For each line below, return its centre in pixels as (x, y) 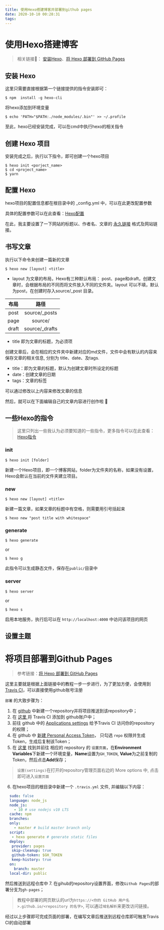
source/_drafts (41, 329)
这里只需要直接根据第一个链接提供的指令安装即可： (57, 89)
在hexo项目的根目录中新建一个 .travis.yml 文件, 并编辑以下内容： (79, 787)
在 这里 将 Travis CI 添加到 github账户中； (54, 717)
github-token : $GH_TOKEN (37, 855)
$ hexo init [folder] (27, 460)
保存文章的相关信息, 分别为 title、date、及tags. (52, 358)
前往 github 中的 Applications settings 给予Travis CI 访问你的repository (83, 723)
